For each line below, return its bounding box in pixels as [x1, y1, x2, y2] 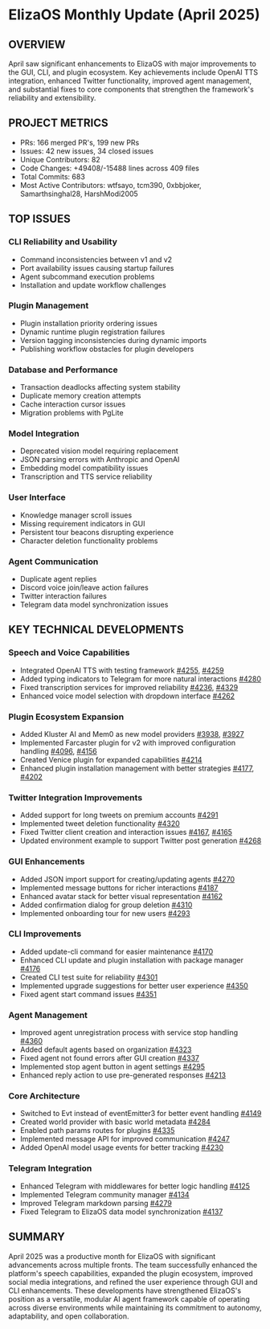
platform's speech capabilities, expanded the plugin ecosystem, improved [8, 1268, 253, 1278]
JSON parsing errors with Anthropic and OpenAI [19, 455, 180, 464]
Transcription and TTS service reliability [19, 472, 153, 481]
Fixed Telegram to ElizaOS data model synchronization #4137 [19, 1207, 223, 1217]
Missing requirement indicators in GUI [19, 518, 145, 528]
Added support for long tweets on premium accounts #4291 [19, 810, 219, 820]
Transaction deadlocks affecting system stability [19, 382, 181, 392]
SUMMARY [8, 1230, 66, 1244]
